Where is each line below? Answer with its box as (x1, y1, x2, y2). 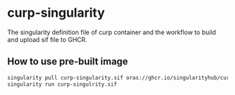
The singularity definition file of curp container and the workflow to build (7, 28, 217, 36)
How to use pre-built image (7, 56, 128, 68)
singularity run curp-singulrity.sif (7, 80, 117, 88)
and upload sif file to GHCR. (7, 35, 87, 43)
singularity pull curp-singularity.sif (7, 74, 124, 81)
